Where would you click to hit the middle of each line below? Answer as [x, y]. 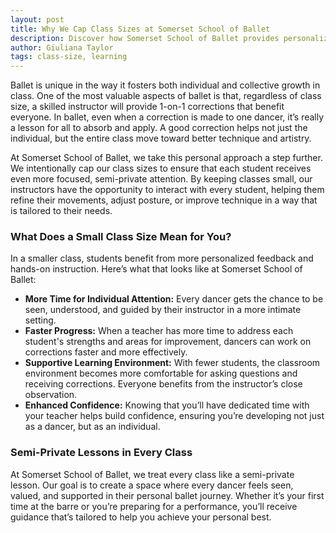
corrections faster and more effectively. [106, 352]
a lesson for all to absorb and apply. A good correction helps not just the [159, 128]
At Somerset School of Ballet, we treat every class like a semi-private [152, 474]
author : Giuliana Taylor [62, 47]
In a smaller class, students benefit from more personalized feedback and [162, 258]
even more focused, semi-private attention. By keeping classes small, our [161, 179]
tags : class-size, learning [69, 57]
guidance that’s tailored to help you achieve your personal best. [141, 517]
